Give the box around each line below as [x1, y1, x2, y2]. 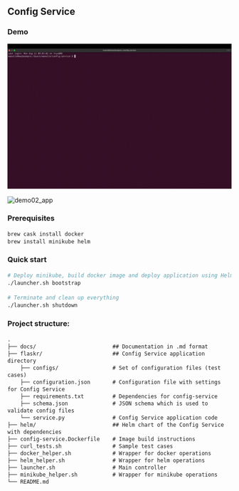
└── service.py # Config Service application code [20, 414, 218, 421]
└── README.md [7, 478, 50, 485]
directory [7, 357, 37, 364]
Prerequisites [7, 213, 55, 223]
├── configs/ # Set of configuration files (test [20, 364, 221, 371]
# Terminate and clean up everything [7, 295, 119, 302]
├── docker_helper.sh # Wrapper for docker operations [7, 450, 212, 457]
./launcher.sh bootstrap [7, 279, 81, 287]
